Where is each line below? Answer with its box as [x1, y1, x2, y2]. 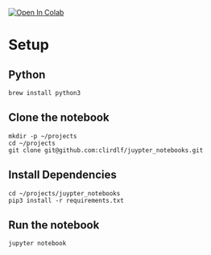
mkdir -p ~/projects [8, 132, 78, 140]
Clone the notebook [8, 111, 110, 125]
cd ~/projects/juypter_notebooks [8, 189, 121, 197]
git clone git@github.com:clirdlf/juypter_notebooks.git [8, 146, 204, 154]
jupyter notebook [8, 240, 67, 248]
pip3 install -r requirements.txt [8, 196, 125, 204]
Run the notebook [8, 218, 100, 232]
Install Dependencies [8, 168, 117, 182]
